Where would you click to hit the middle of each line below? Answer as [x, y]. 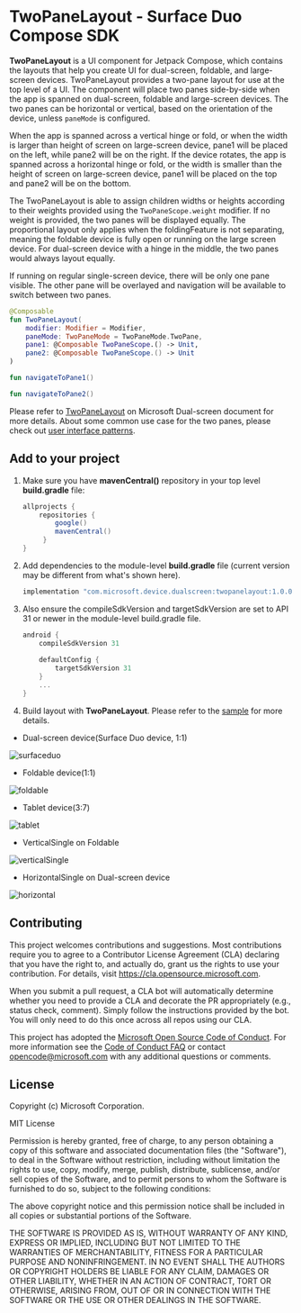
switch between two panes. [60, 294]
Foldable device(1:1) [59, 773]
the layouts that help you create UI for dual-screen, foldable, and [129, 70]
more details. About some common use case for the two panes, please [140, 421]
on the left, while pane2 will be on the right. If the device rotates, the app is [148, 154]
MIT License [32, 1124]
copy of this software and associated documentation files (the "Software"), [148, 1151]
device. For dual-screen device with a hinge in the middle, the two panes [144, 249]
